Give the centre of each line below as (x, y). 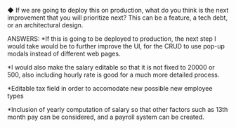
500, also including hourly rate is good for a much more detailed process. (113, 75)
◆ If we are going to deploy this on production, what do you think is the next (118, 10)
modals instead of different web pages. (64, 53)
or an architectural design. (45, 25)
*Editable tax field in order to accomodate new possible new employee (110, 88)
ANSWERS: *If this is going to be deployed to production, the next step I (112, 39)
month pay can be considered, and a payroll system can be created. (106, 117)
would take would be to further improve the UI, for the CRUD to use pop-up (116, 46)
